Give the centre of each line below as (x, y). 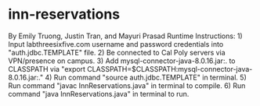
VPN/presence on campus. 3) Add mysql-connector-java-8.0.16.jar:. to (122, 61)
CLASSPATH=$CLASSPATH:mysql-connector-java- (170, 69)
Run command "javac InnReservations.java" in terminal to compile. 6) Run (127, 85)
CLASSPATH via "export (47, 69)
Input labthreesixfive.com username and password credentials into (116, 44)
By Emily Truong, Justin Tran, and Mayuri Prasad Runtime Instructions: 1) (125, 36)
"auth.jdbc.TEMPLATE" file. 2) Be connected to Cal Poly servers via (117, 52)
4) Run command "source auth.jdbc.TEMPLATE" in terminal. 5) (146, 77)
